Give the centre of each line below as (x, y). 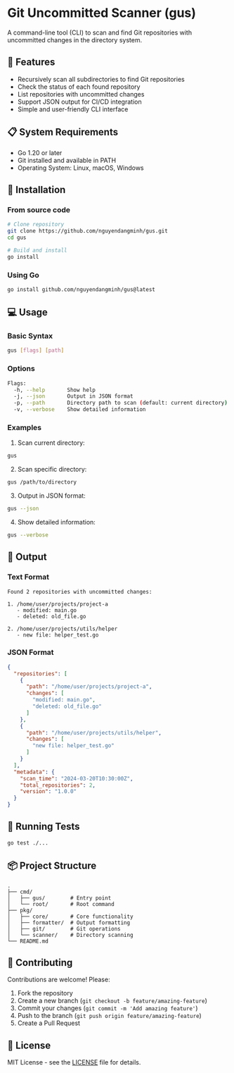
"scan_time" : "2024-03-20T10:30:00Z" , (77, 778)
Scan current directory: (51, 443)
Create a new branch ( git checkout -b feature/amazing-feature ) (112, 1001)
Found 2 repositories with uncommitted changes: (80, 591)
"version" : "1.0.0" (48, 792)
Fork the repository (45, 993)
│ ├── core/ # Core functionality (70, 916)
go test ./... (28, 843)
